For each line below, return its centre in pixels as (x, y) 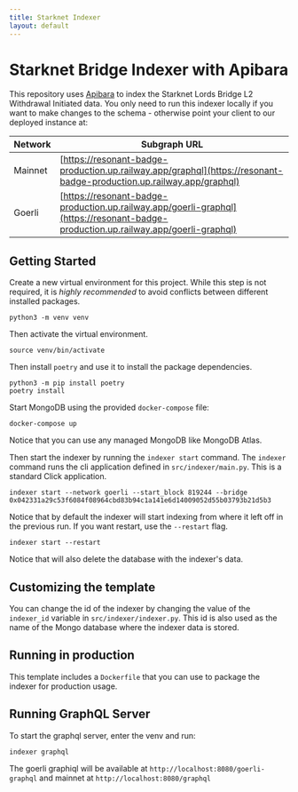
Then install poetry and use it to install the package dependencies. (131, 367)
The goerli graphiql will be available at (78, 768)
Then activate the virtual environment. (78, 334)
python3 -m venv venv (49, 318)
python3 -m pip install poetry (67, 383)
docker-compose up (43, 424)
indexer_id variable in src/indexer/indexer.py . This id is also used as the (143, 618)
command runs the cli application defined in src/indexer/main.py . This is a (145, 467)
